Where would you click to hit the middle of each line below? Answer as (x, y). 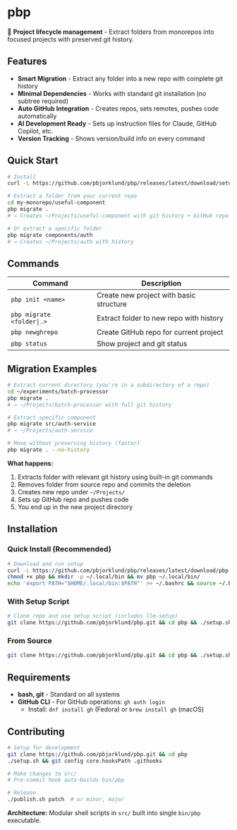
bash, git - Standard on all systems (68, 695)
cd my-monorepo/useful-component (56, 203)
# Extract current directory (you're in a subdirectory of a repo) (109, 385)
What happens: (30, 463)
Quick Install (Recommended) (59, 549)
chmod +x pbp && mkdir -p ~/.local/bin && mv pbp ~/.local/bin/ (104, 577)
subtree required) (43, 101)
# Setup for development (44, 747)
